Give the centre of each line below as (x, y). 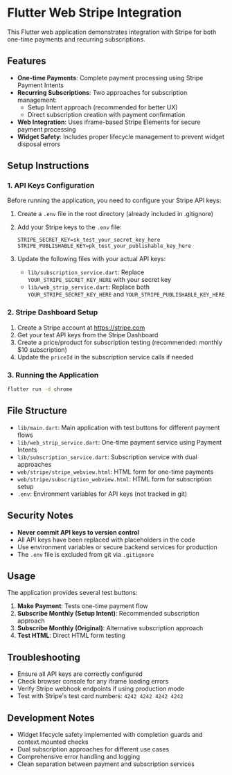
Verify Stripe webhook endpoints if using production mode (101, 689)
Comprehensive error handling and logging (79, 756)
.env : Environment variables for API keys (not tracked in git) (102, 494)
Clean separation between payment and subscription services (106, 764)
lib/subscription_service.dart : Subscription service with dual (107, 457)
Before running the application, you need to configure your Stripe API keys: (114, 201)
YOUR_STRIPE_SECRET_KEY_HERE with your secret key (99, 280)
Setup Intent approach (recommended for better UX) (102, 107)
